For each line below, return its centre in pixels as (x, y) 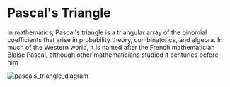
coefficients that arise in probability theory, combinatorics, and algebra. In (115, 39)
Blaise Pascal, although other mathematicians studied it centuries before (113, 55)
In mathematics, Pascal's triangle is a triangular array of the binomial (107, 32)
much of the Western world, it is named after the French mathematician (111, 47)
